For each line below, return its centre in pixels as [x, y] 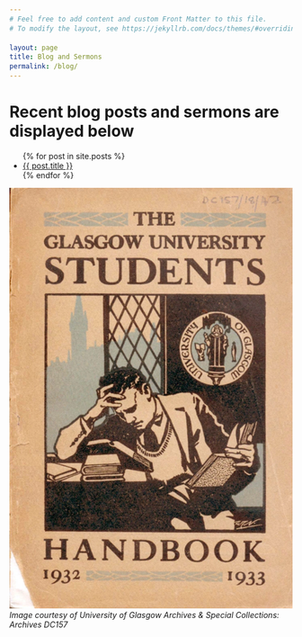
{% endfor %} [48, 175]
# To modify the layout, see [64, 28]
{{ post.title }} [48, 166]
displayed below [72, 131]
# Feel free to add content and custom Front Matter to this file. [138, 19]
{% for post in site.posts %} [74, 156]
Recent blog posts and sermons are [144, 112]
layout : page [34, 48]
